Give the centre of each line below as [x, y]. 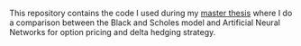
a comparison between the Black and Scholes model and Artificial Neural [145, 23]
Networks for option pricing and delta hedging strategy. [113, 32]
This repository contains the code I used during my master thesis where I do [151, 13]
